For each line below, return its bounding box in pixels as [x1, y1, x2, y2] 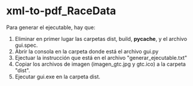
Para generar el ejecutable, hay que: [6, 24, 96, 31]
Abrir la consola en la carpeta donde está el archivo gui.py [14, 47, 159, 55]
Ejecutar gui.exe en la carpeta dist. [14, 73, 100, 80]
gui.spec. [14, 42, 38, 49]
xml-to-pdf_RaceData [6, 4, 117, 18]
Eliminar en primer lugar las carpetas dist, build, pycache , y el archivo [14, 35, 187, 42]
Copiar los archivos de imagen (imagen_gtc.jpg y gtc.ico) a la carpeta [14, 60, 186, 68]
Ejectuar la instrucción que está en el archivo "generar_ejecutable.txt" [14, 54, 187, 61]
